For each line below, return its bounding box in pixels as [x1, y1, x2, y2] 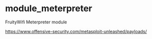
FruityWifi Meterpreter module [5, 19, 67, 25]
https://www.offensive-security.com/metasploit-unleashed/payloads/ [5, 28, 148, 34]
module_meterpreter [5, 3, 92, 14]
